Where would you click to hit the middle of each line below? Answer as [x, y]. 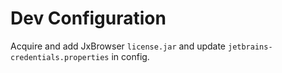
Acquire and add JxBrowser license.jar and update [118, 46]
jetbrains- [250, 47]
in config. [130, 56]
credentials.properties [60, 57]
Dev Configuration [88, 18]
